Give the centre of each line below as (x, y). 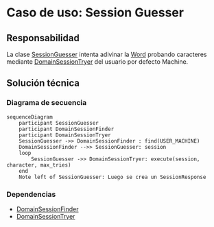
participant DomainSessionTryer (65, 135)
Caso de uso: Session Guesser (95, 13)
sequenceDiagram (29, 117)
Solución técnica (43, 83)
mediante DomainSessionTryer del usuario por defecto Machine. (97, 62)
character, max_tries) (39, 165)
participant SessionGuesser (59, 123)
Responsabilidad (43, 38)
